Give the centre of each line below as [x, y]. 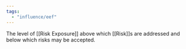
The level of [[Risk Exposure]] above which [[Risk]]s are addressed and [93, 33]
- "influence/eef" [34, 17]
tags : [13, 11]
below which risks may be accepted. [51, 40]
